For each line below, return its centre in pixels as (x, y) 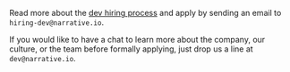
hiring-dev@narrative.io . (57, 22)
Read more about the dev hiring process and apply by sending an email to (145, 13)
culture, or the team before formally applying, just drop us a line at (131, 49)
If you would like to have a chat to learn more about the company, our (137, 40)
